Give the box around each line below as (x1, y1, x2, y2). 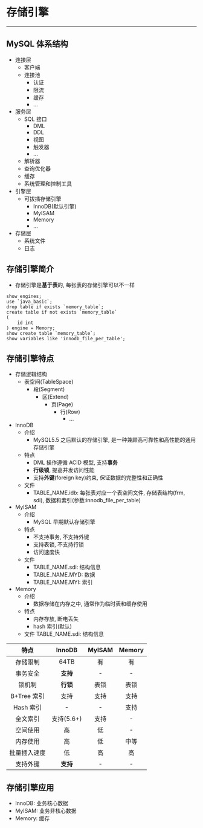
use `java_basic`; (6, 299, 53, 305)
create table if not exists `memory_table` (6, 309, 118, 315)
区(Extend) (42, 393, 69, 401)
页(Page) (51, 401, 74, 408)
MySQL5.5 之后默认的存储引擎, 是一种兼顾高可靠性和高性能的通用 (33, 436, 196, 444)
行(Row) (60, 409, 80, 416)
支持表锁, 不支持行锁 (33, 541, 85, 548)
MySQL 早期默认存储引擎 (33, 518, 95, 526)
